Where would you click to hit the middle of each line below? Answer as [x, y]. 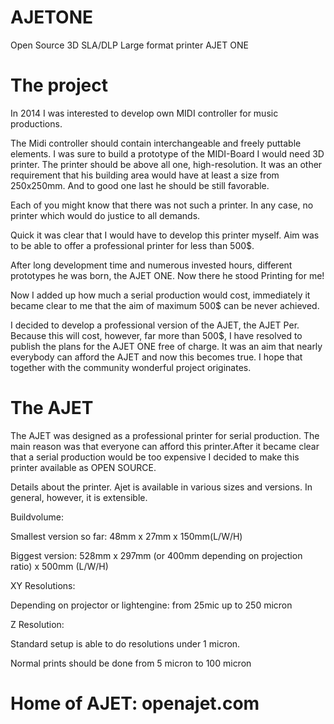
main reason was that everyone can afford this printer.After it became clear [165, 446]
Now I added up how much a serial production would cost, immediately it [160, 295]
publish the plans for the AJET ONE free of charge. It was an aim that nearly [166, 346]
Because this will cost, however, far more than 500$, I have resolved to [156, 335]
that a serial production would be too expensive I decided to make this [155, 457]
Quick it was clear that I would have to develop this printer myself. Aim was [165, 235]
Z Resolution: [37, 624]
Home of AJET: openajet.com [135, 703]
